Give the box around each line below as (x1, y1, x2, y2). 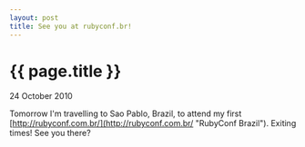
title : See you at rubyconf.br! (9, 22, 132, 31)
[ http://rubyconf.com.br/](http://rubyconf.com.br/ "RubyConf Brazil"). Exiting (9, 118, 297, 129)
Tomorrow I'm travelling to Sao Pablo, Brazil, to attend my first (9, 108, 242, 119)
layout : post (9, 13, 59, 23)
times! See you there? (9, 128, 91, 139)
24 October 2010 (9, 91, 73, 102)
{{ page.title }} (9, 61, 122, 82)
